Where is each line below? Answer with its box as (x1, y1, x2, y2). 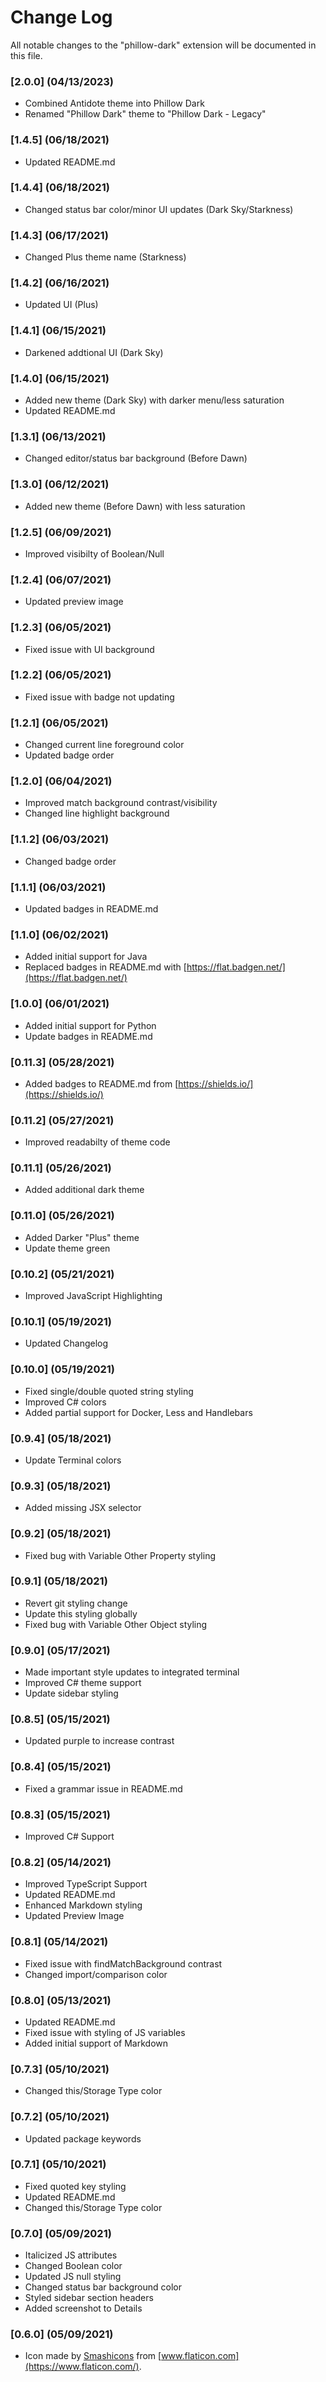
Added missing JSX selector (24, 1502, 142, 1514)
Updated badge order (24, 749, 115, 761)
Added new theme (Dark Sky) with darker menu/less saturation (24, 394, 285, 406)
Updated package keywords (24, 2132, 142, 2145)
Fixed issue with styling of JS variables (24, 2026, 186, 2038)
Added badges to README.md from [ (24, 1077, 179, 1090)
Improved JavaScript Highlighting (24, 1290, 163, 1302)
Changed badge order (24, 855, 117, 867)
